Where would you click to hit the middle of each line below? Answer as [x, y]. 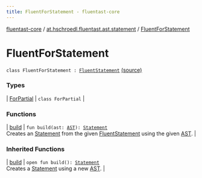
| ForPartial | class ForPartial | [46, 98]
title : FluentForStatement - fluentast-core [63, 12]
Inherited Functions [36, 149]
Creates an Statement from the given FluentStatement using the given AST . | [101, 133]
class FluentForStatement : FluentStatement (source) [74, 70]
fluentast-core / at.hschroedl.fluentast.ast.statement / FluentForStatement [98, 29]
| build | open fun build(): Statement [53, 162]
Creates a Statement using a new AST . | [56, 168]
